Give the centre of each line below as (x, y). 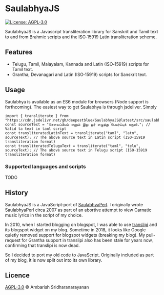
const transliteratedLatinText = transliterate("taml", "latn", (72, 133)
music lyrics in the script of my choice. (44, 215)
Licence (18, 276)
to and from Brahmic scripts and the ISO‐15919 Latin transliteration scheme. (81, 37)
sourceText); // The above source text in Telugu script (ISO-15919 (76, 150)
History (17, 193)
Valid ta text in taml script (36, 129)
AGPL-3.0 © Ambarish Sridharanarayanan (47, 287)
